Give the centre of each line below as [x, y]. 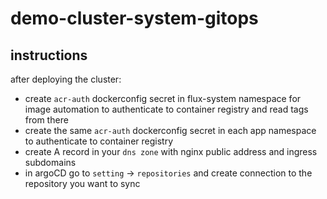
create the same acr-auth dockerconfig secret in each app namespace [170, 130]
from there [46, 120]
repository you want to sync [82, 183]
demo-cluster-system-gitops [134, 18]
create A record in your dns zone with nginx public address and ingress [171, 151]
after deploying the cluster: [66, 79]
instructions [49, 55]
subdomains [50, 162]
